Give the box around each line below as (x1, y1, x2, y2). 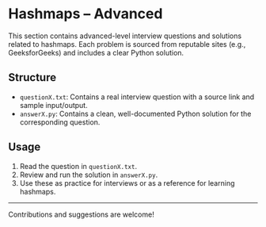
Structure (8, 71, 57, 84)
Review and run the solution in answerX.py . (19, 170, 158, 179)
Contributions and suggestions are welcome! (8, 210, 154, 219)
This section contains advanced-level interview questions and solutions (8, 31, 242, 40)
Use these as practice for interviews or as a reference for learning (19, 178, 235, 187)
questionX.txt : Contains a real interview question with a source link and (19, 92, 255, 102)
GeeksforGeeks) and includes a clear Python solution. (8, 48, 184, 57)
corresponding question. (19, 117, 101, 127)
